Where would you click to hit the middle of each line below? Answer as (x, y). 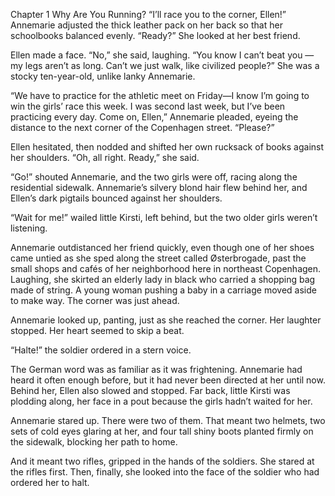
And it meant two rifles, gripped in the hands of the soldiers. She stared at (162, 461)
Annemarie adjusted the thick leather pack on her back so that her (146, 25)
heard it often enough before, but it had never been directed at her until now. (168, 380)
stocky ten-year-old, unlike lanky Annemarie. (103, 76)
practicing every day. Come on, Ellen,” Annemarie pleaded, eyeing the (154, 117)
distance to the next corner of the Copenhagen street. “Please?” (142, 127)
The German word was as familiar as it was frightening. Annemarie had (156, 369)
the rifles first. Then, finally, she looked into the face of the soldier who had (165, 472)
